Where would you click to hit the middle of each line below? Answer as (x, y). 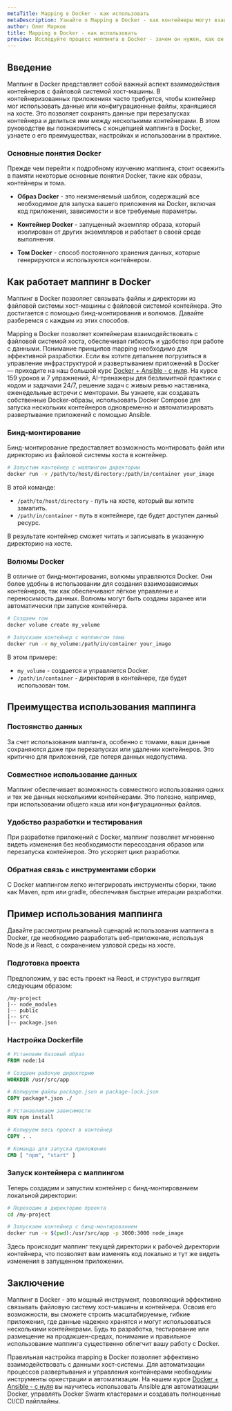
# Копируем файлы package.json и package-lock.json (83, 1092)
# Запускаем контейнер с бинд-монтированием (72, 1227)
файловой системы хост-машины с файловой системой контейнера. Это (115, 306)
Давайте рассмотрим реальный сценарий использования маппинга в (110, 930)
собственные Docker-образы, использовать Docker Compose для (104, 400)
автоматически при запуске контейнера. (67, 606)
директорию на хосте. (40, 544)
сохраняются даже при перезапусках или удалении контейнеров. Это (111, 749)
